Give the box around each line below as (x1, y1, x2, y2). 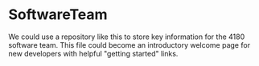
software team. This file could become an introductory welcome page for (8, 40, 251, 49)
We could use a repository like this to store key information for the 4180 (8, 32, 245, 41)
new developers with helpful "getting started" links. (8, 49, 179, 58)
